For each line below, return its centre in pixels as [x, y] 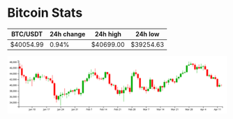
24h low [147, 34]
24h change [68, 34]
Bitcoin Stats [45, 13]
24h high [108, 34]
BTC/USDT [27, 34]
